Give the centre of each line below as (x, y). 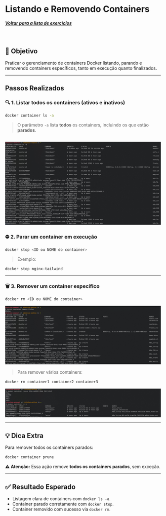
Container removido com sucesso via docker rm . (62, 509)
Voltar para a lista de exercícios (39, 23)
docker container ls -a (30, 115)
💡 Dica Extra (24, 436)
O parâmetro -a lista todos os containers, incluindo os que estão (83, 125)
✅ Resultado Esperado (40, 487)
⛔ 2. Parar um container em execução (51, 237)
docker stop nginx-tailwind (34, 269)
